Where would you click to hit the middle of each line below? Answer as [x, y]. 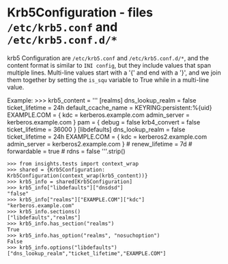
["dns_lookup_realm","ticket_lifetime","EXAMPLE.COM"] [87, 253]
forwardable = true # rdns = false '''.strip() [66, 151]
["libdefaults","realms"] [44, 217]
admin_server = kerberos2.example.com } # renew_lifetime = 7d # [100, 144]
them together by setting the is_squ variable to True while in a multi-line [108, 79]
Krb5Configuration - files [80, 13]
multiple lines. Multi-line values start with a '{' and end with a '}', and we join [114, 72]
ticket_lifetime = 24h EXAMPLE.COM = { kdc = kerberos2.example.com [107, 136]
